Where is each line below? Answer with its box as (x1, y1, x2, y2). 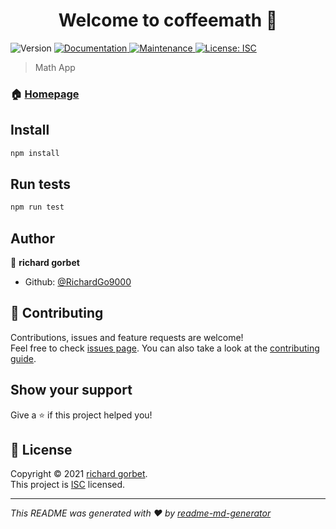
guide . (10, 352, 37, 364)
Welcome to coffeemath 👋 (58, 9, 278, 32)
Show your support (10, 382, 133, 399)
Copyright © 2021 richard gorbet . (10, 468, 148, 480)
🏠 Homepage (10, 87, 80, 101)
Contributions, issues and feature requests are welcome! (10, 331, 244, 343)
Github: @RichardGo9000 (24, 276, 132, 288)
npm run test (10, 202, 65, 213)
